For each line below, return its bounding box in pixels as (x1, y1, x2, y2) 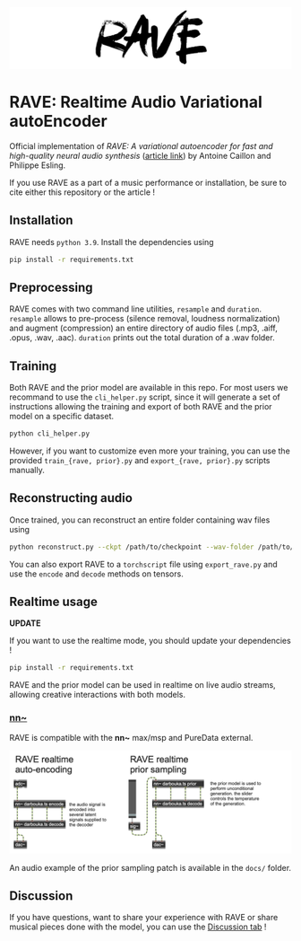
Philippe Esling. (9, 160, 66, 171)
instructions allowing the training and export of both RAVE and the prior (9, 401, 272, 411)
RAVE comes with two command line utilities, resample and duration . (9, 303, 262, 314)
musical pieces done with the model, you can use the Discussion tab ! (9, 921, 267, 932)
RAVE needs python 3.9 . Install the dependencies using (9, 236, 214, 247)
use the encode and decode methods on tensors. (9, 568, 184, 579)
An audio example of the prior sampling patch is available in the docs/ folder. (9, 862, 292, 873)
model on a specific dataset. (9, 411, 115, 421)
